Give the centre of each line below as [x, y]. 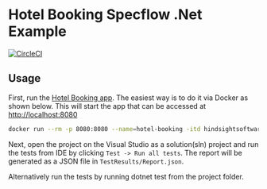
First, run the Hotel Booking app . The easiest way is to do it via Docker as [128, 98]
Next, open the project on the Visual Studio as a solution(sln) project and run [133, 144]
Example [37, 31]
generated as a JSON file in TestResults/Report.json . [96, 161]
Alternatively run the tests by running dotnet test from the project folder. [126, 176]
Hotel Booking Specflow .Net [105, 15]
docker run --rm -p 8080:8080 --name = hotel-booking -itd [104, 129]
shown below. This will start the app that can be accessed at [107, 106]
